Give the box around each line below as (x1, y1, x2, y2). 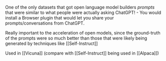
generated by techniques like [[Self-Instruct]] (5, 40, 98, 46)
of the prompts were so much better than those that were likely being (5, 35, 148, 41)
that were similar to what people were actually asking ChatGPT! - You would (5, 9, 162, 15)
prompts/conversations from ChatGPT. (5, 20, 85, 26)
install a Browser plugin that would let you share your (5, 15, 114, 20)
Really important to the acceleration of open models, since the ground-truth (5, 30, 161, 35)
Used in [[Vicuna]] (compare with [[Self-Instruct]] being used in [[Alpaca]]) (5, 50, 160, 56)
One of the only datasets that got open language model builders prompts (5, 4, 155, 10)
